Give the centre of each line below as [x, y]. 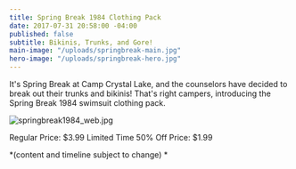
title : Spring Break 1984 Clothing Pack [86, 17]
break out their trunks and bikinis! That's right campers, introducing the [140, 93]
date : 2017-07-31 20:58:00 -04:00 [74, 26]
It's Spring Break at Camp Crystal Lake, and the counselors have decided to [148, 84]
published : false [41, 34]
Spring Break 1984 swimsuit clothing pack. [88, 103]
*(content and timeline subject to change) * [89, 155]
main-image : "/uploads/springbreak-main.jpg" [95, 51]
